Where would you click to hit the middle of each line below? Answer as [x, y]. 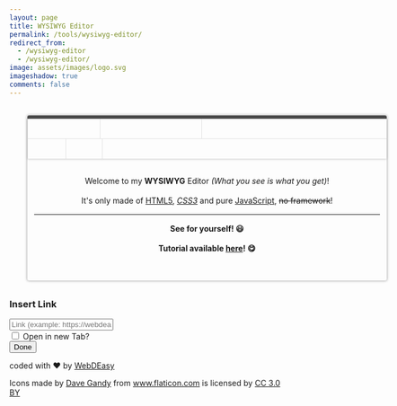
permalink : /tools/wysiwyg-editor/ [76, 34]
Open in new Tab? [56, 336]
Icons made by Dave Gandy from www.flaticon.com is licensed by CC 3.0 [145, 383]
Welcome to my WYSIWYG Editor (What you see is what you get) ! [207, 181]
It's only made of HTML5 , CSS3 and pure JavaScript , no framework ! [207, 200]
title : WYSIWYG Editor [52, 26]
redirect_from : [38, 43]
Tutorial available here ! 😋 [207, 248]
